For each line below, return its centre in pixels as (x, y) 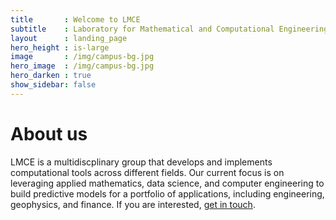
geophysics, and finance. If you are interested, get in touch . (133, 204)
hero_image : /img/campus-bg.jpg (82, 66)
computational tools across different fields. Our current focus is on (147, 172)
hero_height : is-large (60, 47)
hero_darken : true (51, 76)
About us (49, 133)
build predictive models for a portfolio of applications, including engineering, (167, 193)
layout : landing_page (69, 38)
